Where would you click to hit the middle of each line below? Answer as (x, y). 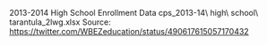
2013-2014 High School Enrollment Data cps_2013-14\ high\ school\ (134, 13)
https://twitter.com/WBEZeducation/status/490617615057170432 (129, 31)
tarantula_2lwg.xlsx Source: (60, 22)
